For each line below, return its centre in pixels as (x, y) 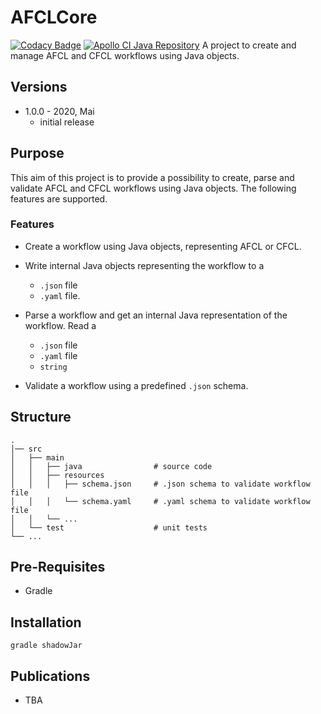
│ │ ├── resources (57, 475)
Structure (41, 417)
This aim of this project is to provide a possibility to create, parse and (152, 177)
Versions (39, 87)
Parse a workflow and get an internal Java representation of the (156, 315)
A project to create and (249, 45)
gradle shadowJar (46, 646)
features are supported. (59, 198)
